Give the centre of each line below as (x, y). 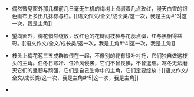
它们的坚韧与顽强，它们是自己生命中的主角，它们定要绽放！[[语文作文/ (103, 70)
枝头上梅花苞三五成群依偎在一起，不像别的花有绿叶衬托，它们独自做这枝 (99, 56)
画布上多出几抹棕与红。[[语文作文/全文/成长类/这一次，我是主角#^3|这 (102, 16)
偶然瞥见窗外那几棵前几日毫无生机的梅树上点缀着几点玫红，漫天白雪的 (97, 9)
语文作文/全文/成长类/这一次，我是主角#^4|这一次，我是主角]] (101, 43)
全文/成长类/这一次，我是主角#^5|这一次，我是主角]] (75, 78)
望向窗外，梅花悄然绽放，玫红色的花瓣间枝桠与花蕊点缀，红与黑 (89, 36)
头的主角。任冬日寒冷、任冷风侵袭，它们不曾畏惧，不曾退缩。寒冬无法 (97, 63)
